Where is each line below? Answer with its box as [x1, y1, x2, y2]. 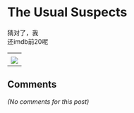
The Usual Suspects [7, 4, 128, 20]
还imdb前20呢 [7, 37, 49, 46]
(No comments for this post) [7, 97, 90, 106]
